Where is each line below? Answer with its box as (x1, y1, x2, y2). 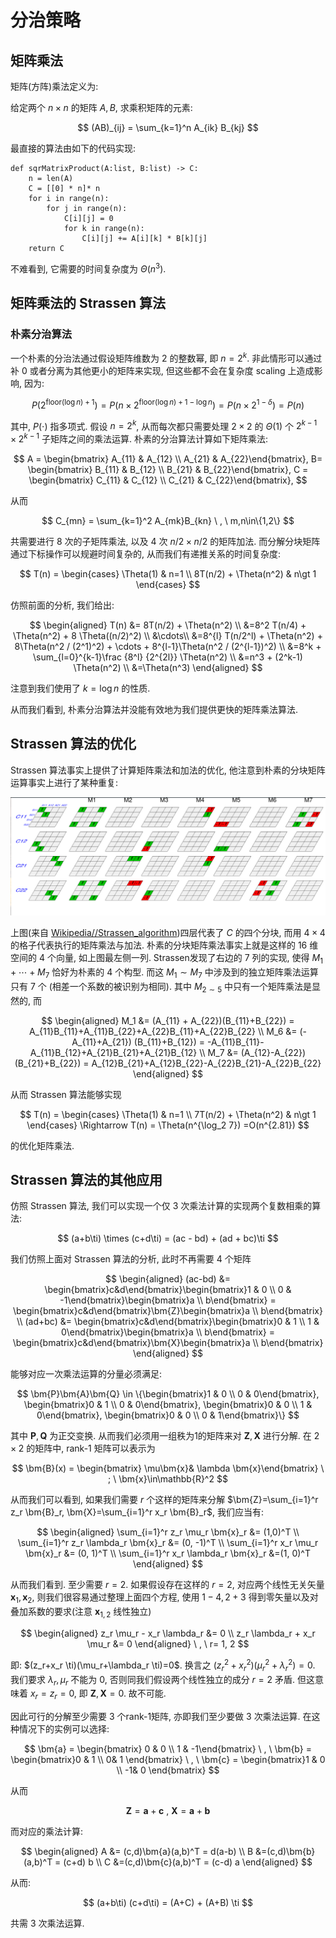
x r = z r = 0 (29, 1687, 75, 1702)
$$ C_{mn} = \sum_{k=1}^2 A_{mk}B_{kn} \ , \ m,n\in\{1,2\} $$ (41, 514, 295, 526)
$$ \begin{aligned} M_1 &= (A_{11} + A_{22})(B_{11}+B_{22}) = (41, 1014, 295, 1026)
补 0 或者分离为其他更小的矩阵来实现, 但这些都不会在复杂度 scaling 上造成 (10, 365, 315, 376)
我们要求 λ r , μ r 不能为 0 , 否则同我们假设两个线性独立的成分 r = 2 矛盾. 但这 (10, 1673, 315, 1688)
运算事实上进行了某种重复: (10, 776, 119, 788)
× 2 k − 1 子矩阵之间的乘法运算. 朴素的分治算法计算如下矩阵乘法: (10, 431, 268, 445)
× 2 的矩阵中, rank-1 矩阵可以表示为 (10, 1442, 156, 1455)
